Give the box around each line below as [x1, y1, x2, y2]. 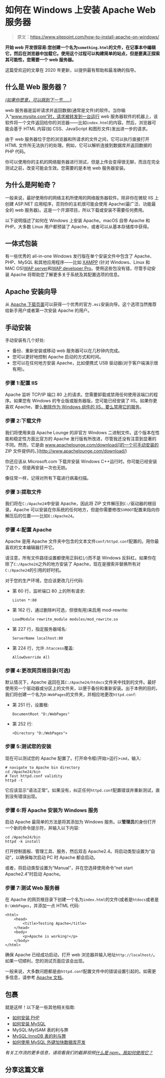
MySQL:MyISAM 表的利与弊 [12, 1027, 69, 1033]
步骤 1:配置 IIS [5, 379, 38, 386]
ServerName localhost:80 [12, 636, 63, 641]
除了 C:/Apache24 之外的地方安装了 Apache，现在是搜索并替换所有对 [5, 561, 141, 567]
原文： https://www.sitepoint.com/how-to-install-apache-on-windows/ [17, 34, 160, 40]
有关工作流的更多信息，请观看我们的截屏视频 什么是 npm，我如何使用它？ [5, 1050, 153, 1056]
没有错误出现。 [9, 793, 40, 799]
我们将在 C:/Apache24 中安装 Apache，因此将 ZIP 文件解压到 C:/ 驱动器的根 [5, 500, 152, 506]
